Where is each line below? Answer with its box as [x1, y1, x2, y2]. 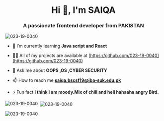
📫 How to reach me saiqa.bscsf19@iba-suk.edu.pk [12, 77, 121, 83]
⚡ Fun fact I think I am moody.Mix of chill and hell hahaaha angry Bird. [12, 89, 159, 95]
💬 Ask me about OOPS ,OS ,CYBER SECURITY [12, 67, 108, 73]
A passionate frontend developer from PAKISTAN [23, 22, 144, 29]
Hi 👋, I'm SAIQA [51, 4, 116, 16]
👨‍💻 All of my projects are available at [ [12, 53, 90, 59]
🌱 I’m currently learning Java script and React [12, 43, 107, 49]
